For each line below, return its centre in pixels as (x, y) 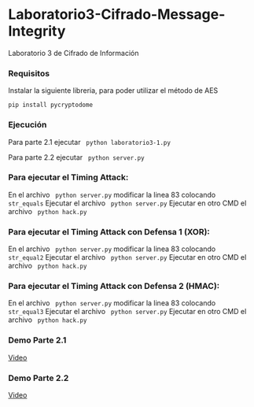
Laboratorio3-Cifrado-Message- (117, 15)
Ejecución (28, 125)
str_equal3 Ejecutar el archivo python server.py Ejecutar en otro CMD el (127, 312)
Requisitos (29, 73)
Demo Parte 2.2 (39, 378)
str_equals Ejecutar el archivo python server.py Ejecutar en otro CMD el (127, 203)
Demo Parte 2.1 (37, 340)
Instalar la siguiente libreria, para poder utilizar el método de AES (113, 91)
